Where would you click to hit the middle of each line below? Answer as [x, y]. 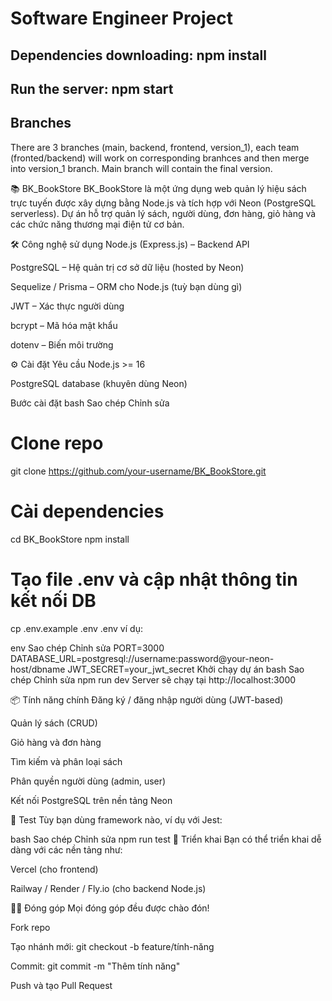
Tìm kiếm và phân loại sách [66, 761]
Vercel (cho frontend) [54, 869]
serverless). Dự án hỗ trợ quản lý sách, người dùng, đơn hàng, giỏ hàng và [163, 213]
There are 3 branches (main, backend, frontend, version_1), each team [155, 147]
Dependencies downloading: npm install [138, 55]
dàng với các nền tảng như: [66, 849]
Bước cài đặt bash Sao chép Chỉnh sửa [90, 403]
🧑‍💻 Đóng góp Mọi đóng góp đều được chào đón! [110, 908]
